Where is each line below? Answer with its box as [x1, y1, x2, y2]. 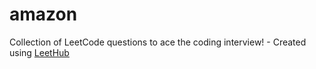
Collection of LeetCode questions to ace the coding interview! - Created [9, 36, 307, 48]
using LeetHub [9, 46, 70, 58]
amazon [9, 3, 78, 26]
